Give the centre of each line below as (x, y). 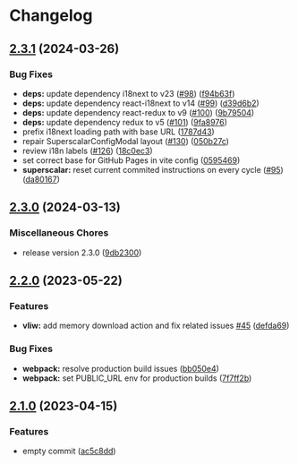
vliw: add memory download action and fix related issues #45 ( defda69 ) (156, 326)
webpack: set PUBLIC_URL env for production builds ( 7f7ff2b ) (137, 378)
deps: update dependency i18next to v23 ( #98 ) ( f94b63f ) (128, 93)
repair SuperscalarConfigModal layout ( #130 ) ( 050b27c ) (126, 141)
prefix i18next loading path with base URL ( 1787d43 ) (118, 132)
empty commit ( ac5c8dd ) (69, 451)
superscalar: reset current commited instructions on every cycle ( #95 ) (153, 169)
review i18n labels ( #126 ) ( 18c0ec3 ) (88, 151)
